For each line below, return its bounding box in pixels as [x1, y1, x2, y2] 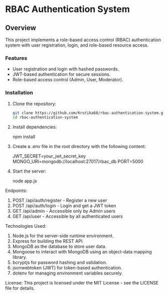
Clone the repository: [12, 100, 57, 106]
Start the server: [12, 168, 47, 174]
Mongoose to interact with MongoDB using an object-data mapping [12, 249, 152, 255]
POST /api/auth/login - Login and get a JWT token [12, 203, 116, 209]
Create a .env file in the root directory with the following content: [12, 143, 146, 150]
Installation [5, 89, 34, 96]
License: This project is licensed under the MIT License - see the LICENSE [5, 280, 159, 286]
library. [12, 254, 28, 260]
